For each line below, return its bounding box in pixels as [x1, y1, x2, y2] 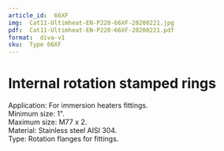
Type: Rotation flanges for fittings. [8, 134, 119, 144]
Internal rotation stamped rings [8, 75, 217, 93]
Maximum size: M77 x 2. [8, 117, 88, 127]
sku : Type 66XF [8, 41, 62, 49]
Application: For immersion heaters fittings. [8, 101, 148, 110]
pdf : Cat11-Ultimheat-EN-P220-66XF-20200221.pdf [8, 26, 175, 34]
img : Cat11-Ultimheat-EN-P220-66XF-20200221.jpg [8, 19, 175, 27]
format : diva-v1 [8, 33, 65, 42]
